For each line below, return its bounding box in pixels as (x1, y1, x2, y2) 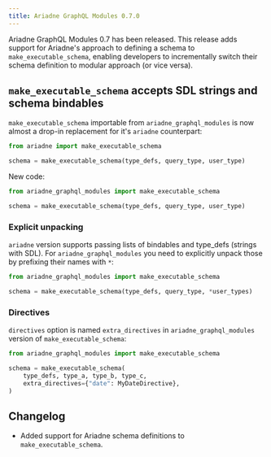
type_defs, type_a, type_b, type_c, (23, 372, 148, 381)
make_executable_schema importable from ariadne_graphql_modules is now (8, 118, 255, 128)
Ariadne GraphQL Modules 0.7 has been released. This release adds (8, 34, 238, 44)
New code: (8, 172, 46, 181)
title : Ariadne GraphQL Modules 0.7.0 (8, 11, 140, 20)
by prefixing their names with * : (8, 257, 114, 267)
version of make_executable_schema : (8, 334, 127, 344)
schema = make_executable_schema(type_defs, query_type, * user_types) (8, 288, 253, 296)
